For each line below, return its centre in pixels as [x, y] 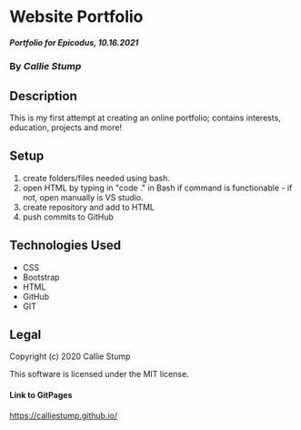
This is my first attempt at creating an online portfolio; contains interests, [145, 118]
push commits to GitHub [68, 217]
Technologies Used [65, 246]
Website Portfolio [76, 17]
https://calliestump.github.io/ [64, 415]
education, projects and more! [66, 127]
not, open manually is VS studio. [83, 197]
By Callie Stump [45, 67]
